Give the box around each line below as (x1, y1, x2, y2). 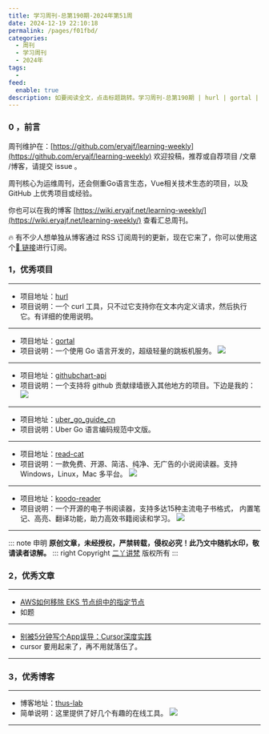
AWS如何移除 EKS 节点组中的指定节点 (19, 597, 145, 607)
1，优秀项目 (8, 264, 54, 275)
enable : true (15, 86, 59, 94)
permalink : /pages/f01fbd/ (8, 26, 98, 34)
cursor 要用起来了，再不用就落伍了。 (19, 642, 143, 652)
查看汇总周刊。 (143, 215, 193, 225)
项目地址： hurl (19, 291, 69, 301)
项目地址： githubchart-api (19, 370, 106, 380)
